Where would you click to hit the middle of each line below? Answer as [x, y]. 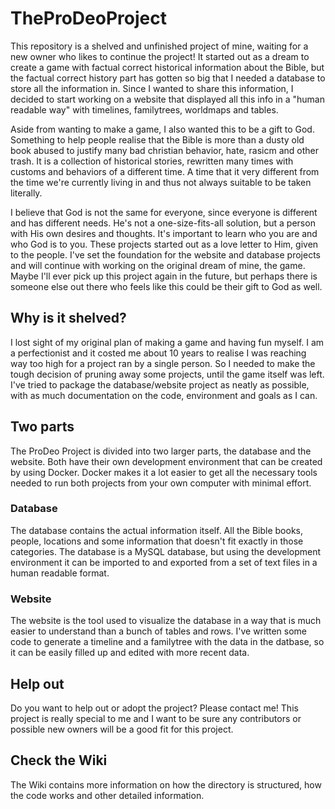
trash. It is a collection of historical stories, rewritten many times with [152, 161]
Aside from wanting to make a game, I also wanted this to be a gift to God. [162, 129]
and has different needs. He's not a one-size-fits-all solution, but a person [163, 223]
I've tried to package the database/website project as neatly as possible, [160, 384]
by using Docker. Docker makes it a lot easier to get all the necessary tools [164, 472]
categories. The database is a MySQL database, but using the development [166, 551]
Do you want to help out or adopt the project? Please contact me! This [154, 708]
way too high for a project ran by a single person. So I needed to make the [163, 363]
